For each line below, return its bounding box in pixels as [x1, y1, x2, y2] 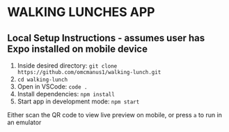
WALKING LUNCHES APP [7, 4, 155, 20]
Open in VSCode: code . [17, 82, 88, 91]
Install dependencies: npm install [17, 90, 115, 98]
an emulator [7, 118, 42, 126]
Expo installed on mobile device [7, 43, 148, 54]
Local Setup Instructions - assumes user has [7, 32, 205, 44]
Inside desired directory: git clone [17, 61, 118, 70]
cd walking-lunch [17, 76, 68, 83]
